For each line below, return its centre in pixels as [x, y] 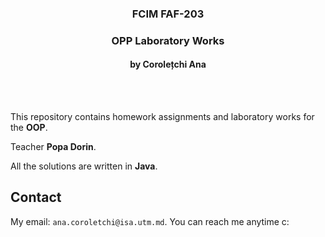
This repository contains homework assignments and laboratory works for [162, 117]
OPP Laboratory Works [168, 40]
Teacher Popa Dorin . [53, 147]
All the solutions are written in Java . [84, 166]
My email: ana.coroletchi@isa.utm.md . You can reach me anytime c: [150, 221]
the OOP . [29, 128]
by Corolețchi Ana [168, 64]
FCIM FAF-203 [168, 14]
